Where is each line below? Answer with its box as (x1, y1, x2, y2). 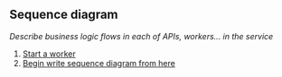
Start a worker (22, 48, 76, 59)
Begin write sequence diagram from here (22, 57, 176, 68)
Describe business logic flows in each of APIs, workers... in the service (9, 30, 274, 41)
